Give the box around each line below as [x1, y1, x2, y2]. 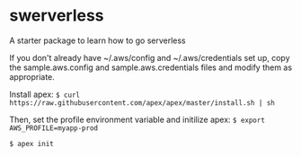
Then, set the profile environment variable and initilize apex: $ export [9, 114, 265, 125]
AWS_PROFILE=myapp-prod [9, 123, 99, 133]
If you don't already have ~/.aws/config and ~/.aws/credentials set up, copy [9, 52, 290, 63]
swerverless [9, 5, 105, 26]
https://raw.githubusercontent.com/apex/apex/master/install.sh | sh [9, 98, 276, 108]
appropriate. [9, 71, 56, 82]
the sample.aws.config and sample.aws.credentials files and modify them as [9, 62, 293, 73]
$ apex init [9, 139, 54, 148]
